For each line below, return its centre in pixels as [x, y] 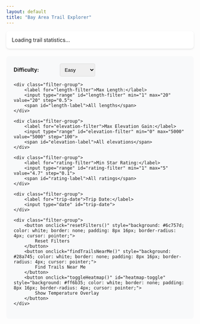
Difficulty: [26, 70]
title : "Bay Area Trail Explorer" [49, 17]
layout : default [26, 12]
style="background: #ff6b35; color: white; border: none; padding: [99, 283]
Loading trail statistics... [41, 40]
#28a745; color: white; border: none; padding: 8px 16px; [87, 257]
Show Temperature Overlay [67, 293]
